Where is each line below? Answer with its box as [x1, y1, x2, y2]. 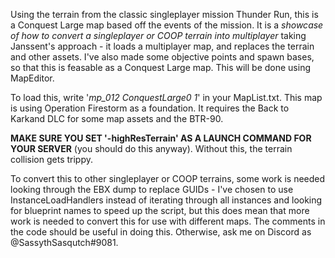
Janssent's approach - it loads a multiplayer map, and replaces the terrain [10, 40, 315, 52]
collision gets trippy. [10, 154, 94, 165]
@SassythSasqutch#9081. [10, 237, 119, 248]
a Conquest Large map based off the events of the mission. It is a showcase [10, 19, 324, 31]
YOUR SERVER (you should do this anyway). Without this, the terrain [10, 143, 293, 154]
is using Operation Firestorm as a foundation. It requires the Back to [10, 102, 290, 114]
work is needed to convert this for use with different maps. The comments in [10, 215, 326, 227]
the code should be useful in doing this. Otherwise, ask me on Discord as [10, 226, 312, 238]
